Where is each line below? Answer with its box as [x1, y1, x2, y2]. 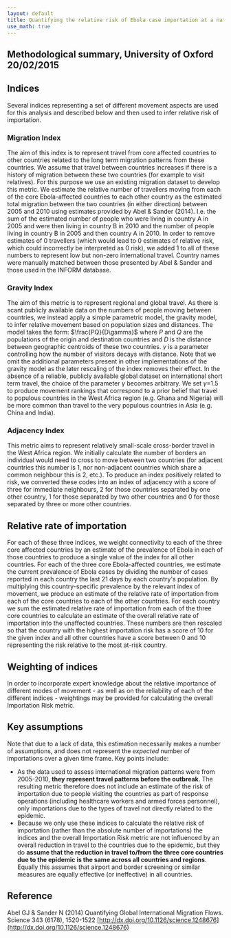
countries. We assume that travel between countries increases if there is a [7, 163, 218, 171]
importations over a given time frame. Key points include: [7, 754, 169, 762]
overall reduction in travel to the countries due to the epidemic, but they [16, 841, 221, 849]
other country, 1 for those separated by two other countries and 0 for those [7, 492, 220, 501]
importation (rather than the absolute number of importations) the [16, 826, 203, 835]
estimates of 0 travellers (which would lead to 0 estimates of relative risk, [7, 236, 214, 245]
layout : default [7, 10, 54, 17]
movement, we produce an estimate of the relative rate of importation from [7, 590, 219, 598]
